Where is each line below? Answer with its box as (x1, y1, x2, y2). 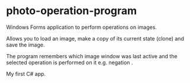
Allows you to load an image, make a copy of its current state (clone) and (6, 35, 185, 42)
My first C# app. (6, 70, 46, 77)
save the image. (6, 41, 45, 48)
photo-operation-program (6, 4, 137, 18)
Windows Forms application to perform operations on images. (6, 24, 157, 31)
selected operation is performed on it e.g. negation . (6, 59, 133, 66)
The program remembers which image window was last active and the (6, 52, 178, 59)
